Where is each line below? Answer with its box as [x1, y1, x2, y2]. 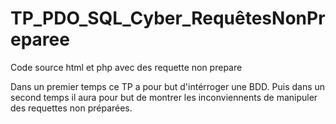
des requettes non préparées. [10, 102, 133, 114]
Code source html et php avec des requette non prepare [10, 61, 243, 73]
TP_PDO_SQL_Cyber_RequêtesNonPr [10, 7, 326, 30]
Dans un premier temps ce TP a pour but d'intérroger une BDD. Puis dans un [10, 80, 326, 92]
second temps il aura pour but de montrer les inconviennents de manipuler [10, 91, 318, 103]
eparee [10, 28, 70, 51]
